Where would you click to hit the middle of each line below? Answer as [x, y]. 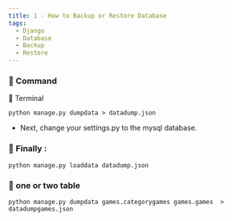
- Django [30, 30]
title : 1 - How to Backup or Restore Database [88, 16]
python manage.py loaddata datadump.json [79, 165]
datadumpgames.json [41, 209]
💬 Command [33, 81]
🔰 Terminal [26, 98]
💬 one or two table [44, 185]
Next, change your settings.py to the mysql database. [108, 128]
